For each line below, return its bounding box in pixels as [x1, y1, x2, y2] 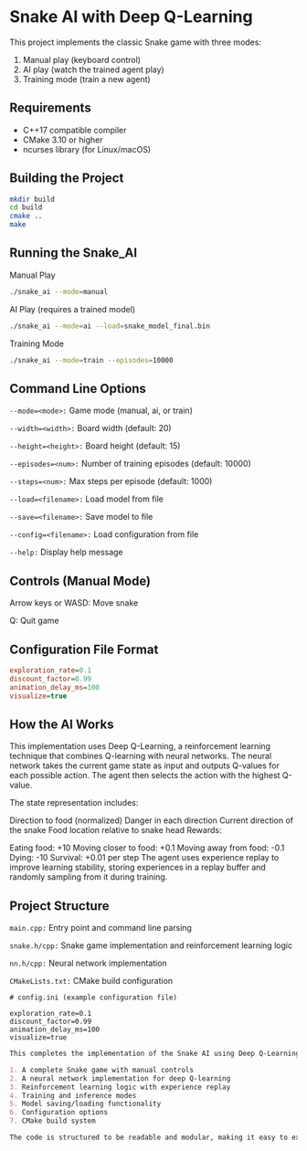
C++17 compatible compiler [22, 124, 127, 135]
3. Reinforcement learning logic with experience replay [9, 1082, 231, 1092]
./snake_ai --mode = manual [9, 287, 108, 296]
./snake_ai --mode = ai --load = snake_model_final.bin [9, 322, 210, 331]
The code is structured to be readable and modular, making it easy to [9, 1133, 288, 1143]
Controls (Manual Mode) [9, 573, 152, 588]
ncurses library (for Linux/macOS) [22, 143, 152, 154]
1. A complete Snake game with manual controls [9, 1065, 195, 1074]
